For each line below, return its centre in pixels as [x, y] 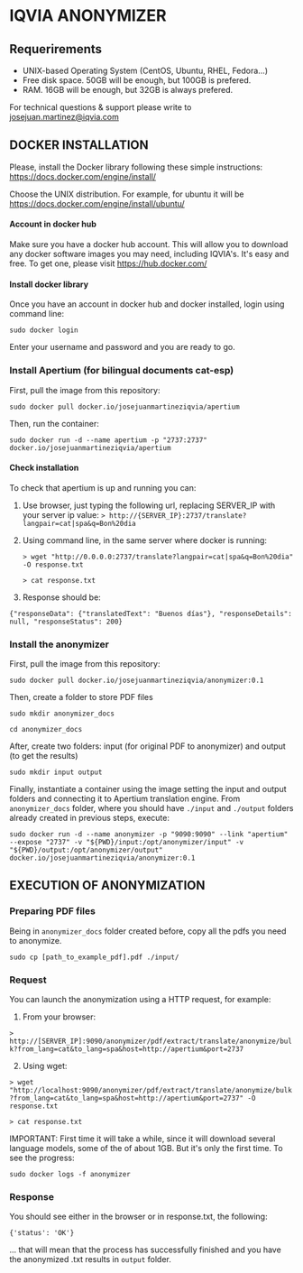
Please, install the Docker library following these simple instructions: [136, 167]
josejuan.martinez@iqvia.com [64, 117]
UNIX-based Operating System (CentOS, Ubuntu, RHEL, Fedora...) [145, 70]
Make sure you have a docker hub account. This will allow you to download [149, 244]
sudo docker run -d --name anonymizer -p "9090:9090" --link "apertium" [149, 835]
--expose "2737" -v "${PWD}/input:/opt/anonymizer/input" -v [127, 843]
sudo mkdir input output [56, 772]
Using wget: [45, 1066]
